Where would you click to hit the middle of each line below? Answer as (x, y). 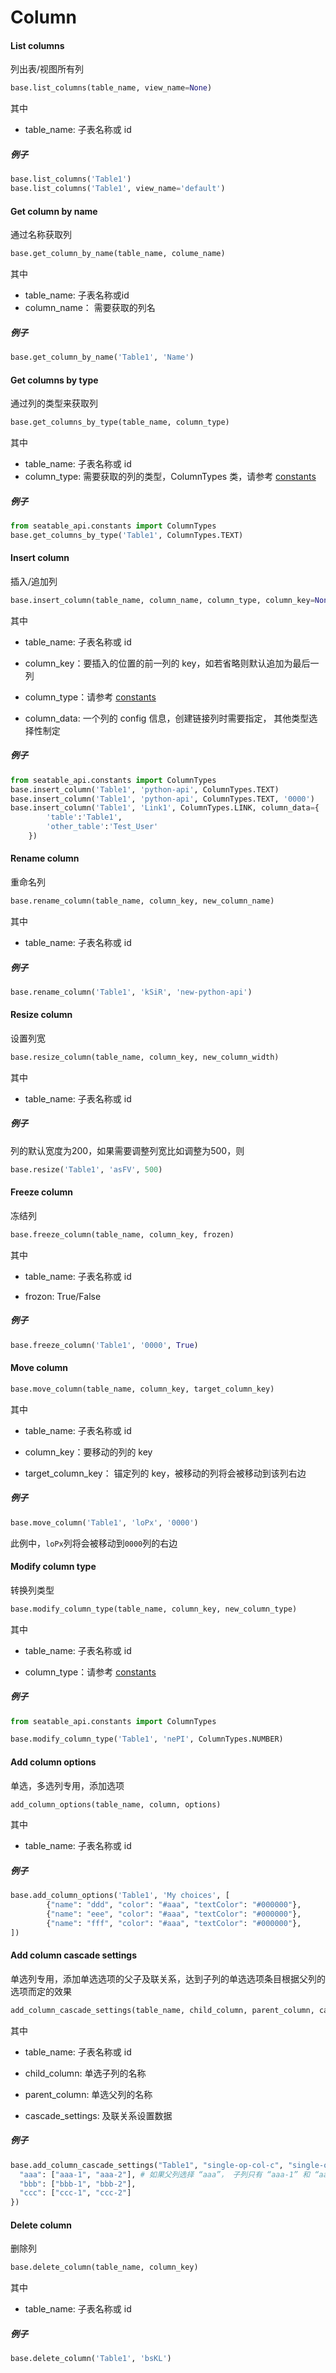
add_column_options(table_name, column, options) (116, 1804)
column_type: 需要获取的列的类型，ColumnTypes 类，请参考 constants (170, 476)
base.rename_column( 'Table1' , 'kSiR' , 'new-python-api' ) (131, 992)
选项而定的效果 (41, 1991)
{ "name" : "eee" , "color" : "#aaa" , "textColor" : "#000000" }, (174, 1914)
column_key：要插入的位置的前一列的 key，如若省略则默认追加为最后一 (172, 663)
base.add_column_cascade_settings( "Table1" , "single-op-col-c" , (147, 2165)
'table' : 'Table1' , (84, 817)
